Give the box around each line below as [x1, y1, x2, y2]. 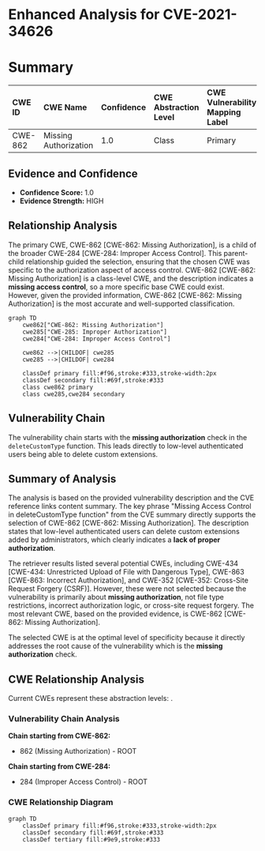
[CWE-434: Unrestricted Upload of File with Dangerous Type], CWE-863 [8, 567, 244, 577]
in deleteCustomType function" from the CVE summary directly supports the [8, 510, 256, 519]
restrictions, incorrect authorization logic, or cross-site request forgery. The [8, 601, 255, 610]
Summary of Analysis [8, 472, 117, 485]
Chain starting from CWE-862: [8, 731, 111, 740]
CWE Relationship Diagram [8, 796, 114, 808]
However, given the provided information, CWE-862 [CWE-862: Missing [8, 290, 242, 299]
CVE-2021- [162, 6, 238, 24]
